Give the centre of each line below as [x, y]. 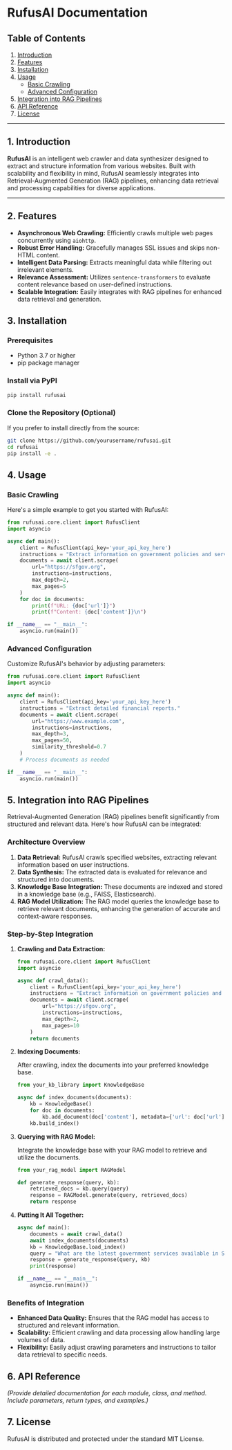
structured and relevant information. [68, 1325]
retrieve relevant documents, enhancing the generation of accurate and [119, 908]
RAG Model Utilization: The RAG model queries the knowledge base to [118, 901]
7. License [29, 1422]
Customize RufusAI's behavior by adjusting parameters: [86, 664]
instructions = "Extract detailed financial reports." [100, 708]
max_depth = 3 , [51, 734]
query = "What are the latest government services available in [124, 1254]
